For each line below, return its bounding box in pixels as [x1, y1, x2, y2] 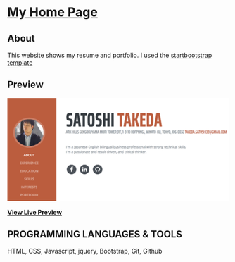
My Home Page [7, 4, 99, 20]
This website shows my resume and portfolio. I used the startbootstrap [7, 51, 212, 59]
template [7, 58, 33, 67]
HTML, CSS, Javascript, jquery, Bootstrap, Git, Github [7, 247, 163, 256]
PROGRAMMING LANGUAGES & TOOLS [7, 228, 183, 240]
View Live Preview [7, 208, 62, 216]
